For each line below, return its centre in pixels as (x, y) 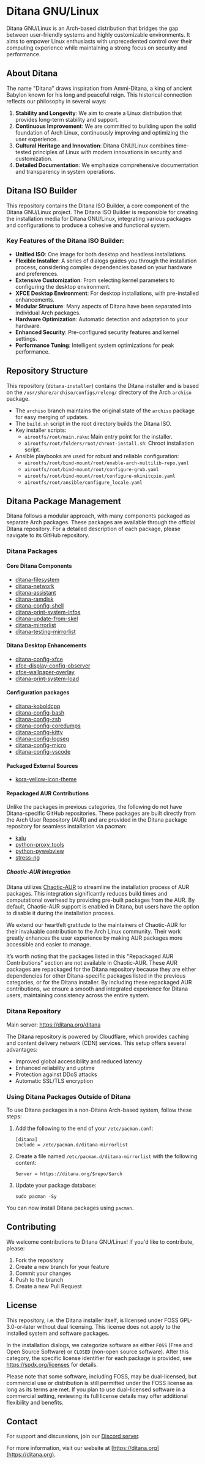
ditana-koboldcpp (38, 706)
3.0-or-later (21, 1326)
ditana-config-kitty (39, 732)
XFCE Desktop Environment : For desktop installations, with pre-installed (107, 293)
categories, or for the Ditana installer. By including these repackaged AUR (99, 983)
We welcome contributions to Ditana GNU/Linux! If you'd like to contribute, (100, 1242)
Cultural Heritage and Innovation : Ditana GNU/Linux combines (95, 146)
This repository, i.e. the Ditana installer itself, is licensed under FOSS (92, 1320)
